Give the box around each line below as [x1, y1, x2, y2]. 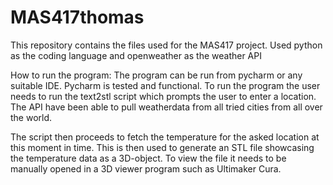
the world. [10, 111, 53, 123]
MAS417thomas [10, 6, 145, 29]
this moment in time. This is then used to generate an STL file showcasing [10, 141, 315, 153]
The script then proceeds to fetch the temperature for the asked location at [10, 131, 320, 143]
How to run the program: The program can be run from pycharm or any [10, 69, 303, 81]
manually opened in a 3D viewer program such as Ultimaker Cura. [10, 162, 282, 175]
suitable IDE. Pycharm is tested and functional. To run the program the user [10, 79, 321, 91]
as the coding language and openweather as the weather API [10, 49, 262, 61]
